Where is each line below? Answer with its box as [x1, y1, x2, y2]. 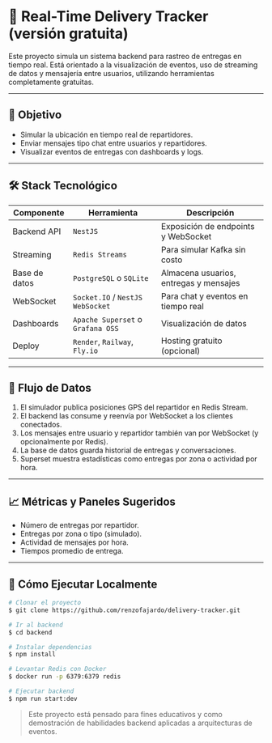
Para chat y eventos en [160, 291, 249, 302]
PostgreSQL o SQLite [72, 272, 149, 283]
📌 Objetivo [8, 108, 62, 122]
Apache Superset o [72, 313, 143, 325]
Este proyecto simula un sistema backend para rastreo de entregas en [8, 51, 242, 61]
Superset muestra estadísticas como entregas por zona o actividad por [19, 454, 257, 464]
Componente [13, 206, 65, 218]
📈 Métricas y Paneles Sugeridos [8, 495, 176, 508]
